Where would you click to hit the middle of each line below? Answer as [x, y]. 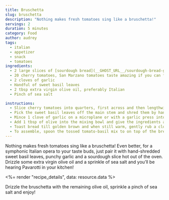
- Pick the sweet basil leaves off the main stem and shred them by [83, 113]
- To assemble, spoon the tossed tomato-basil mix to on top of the [83, 131]
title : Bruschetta [24, 10]
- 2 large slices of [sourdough [44, 71]
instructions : [20, 103]
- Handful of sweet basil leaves [45, 85]
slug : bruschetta [23, 15]
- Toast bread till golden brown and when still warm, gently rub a [83, 126]
